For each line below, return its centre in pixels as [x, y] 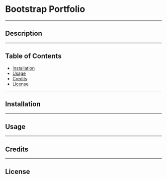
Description [24, 33]
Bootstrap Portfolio [45, 9]
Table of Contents [34, 56]
